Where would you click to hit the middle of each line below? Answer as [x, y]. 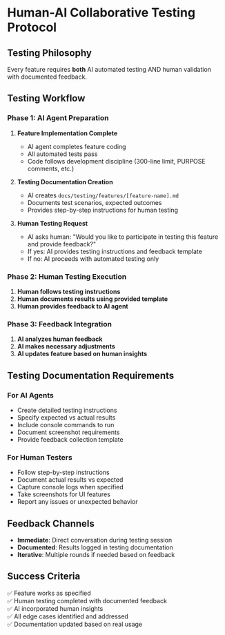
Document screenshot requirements [68, 432]
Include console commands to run [66, 424]
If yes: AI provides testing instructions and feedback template [115, 251]
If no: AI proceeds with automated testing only [93, 258]
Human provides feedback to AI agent [73, 306]
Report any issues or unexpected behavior [77, 502]
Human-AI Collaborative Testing [101, 13]
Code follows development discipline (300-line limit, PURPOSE [116, 161]
